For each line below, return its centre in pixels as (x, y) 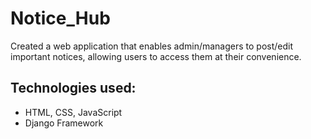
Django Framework (64, 123)
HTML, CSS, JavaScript (73, 112)
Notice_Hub (60, 18)
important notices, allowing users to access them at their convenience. (156, 56)
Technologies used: (73, 88)
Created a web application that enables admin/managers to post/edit (152, 46)
